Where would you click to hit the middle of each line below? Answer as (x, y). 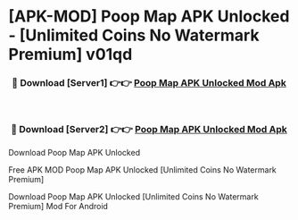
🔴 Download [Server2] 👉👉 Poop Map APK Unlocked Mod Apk (149, 130)
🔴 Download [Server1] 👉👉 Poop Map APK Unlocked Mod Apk (149, 83)
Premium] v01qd (70, 55)
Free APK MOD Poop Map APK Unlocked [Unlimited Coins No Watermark (143, 169)
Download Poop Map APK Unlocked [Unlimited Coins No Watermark (134, 196)
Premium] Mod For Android (58, 206)
